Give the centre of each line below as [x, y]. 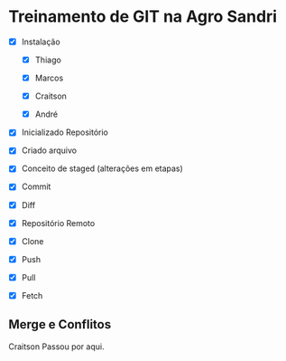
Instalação [41, 42]
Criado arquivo [49, 150]
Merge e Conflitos [60, 324]
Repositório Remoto [58, 223]
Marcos [49, 78]
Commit [36, 186]
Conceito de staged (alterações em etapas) [102, 168]
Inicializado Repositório [65, 132]
